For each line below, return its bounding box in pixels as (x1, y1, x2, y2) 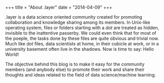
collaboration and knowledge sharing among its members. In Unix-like (5, 20, 150, 25)
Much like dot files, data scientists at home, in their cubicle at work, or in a (5, 41, 159, 47)
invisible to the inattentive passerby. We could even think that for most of (5, 30, 156, 36)
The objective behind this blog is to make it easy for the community (5, 61, 145, 67)
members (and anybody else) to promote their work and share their (5, 66, 145, 72)
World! (5, 51, 19, 57)
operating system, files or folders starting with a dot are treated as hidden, (5, 25, 159, 31)
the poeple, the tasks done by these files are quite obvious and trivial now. (5, 35, 159, 41)
